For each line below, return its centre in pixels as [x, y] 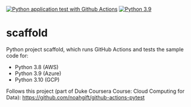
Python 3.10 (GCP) [37, 79]
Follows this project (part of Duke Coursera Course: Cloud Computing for [95, 91]
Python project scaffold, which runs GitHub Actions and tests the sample [95, 49]
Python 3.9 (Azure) [38, 73]
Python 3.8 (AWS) [36, 67]
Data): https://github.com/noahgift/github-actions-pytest [76, 97]
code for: [17, 56]
